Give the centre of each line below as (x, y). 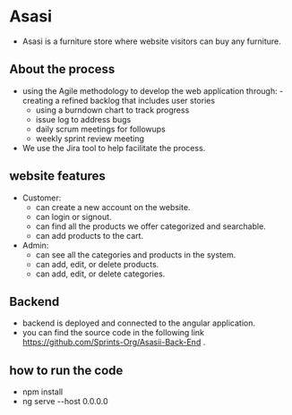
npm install (43, 392)
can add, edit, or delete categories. (100, 274)
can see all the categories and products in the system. (136, 254)
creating (38, 100)
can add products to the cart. (90, 235)
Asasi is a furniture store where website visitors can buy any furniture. (151, 41)
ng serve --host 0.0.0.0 (65, 402)
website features (57, 176)
